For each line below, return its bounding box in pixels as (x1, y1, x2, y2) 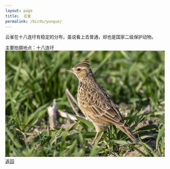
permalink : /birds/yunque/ (5, 19, 62, 24)
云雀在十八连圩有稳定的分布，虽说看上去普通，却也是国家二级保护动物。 (5, 34, 156, 40)
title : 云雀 (5, 13, 31, 19)
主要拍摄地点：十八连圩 (5, 45, 54, 51)
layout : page (5, 8, 33, 13)
